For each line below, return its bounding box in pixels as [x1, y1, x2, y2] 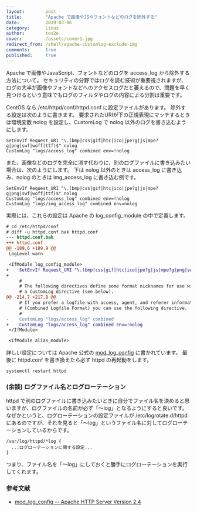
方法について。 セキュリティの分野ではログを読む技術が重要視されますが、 [6, 76, 186, 84]
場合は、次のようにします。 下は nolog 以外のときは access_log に [6, 166, 167, 173]
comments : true [6, 47, 57, 53]
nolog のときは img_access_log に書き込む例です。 [16, 173, 140, 181]
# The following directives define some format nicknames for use [19, 283, 185, 289]
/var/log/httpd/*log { [6, 439, 62, 445]
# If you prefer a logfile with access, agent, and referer [19, 300, 169, 306]
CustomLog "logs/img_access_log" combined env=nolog [6, 201, 138, 206]
